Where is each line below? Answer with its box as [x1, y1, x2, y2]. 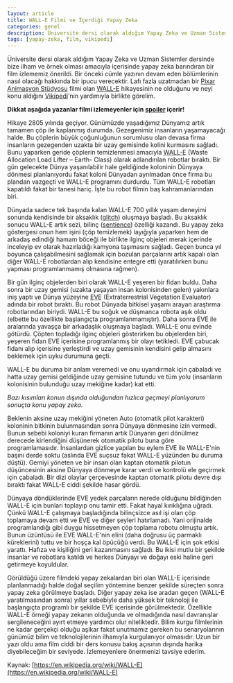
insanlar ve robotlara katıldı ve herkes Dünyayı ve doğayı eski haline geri [7, 553, 214, 562]
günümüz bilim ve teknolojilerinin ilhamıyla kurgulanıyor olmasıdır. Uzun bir [7, 632, 221, 641]
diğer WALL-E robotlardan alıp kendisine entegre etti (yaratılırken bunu [7, 257, 208, 266]
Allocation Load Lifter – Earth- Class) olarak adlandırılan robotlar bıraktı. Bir [7, 155, 221, 164]
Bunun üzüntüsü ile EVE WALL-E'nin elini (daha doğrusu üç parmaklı [7, 531, 202, 539]
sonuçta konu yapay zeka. [7, 401, 83, 409]
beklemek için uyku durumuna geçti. [7, 352, 111, 361]
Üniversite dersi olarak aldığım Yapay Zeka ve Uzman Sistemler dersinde [7, 55, 215, 63]
